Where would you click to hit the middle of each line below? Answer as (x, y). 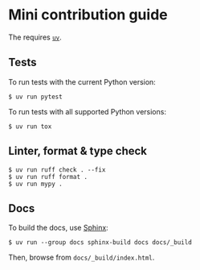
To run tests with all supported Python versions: (88, 111)
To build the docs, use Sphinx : (58, 228)
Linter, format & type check (78, 151)
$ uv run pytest (35, 97)
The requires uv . (35, 37)
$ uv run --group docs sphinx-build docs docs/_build (100, 243)
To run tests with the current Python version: (82, 81)
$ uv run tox (30, 127)
